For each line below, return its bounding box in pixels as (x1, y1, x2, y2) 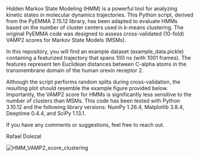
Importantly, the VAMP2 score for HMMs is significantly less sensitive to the (6, 91, 192, 98)
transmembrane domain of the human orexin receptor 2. (6, 67, 144, 73)
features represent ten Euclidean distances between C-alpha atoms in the (6, 60, 187, 68)
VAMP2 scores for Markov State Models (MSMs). (6, 37, 127, 43)
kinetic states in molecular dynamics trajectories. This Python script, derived (6, 11, 194, 18)
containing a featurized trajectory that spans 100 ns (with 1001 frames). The (6, 55, 191, 61)
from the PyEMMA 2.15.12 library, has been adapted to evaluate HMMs (6, 18, 178, 24)
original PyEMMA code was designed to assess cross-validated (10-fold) (6, 30, 184, 37)
